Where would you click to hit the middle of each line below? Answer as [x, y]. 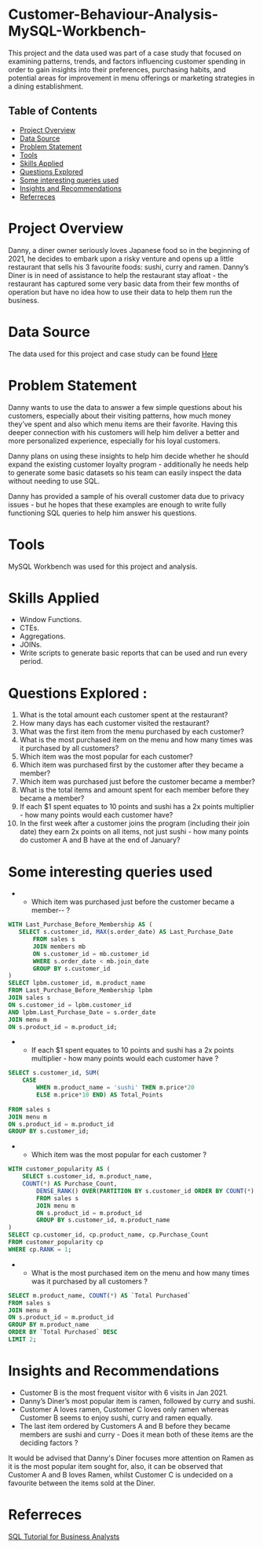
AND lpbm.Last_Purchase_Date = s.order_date [82, 1012]
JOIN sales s [29, 998]
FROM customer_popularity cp [56, 1243]
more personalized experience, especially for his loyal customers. [114, 441]
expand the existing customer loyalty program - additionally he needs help [128, 464]
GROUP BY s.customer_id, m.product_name [103, 1220]
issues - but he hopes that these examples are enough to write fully [117, 504]
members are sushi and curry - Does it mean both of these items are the [136, 1434]
